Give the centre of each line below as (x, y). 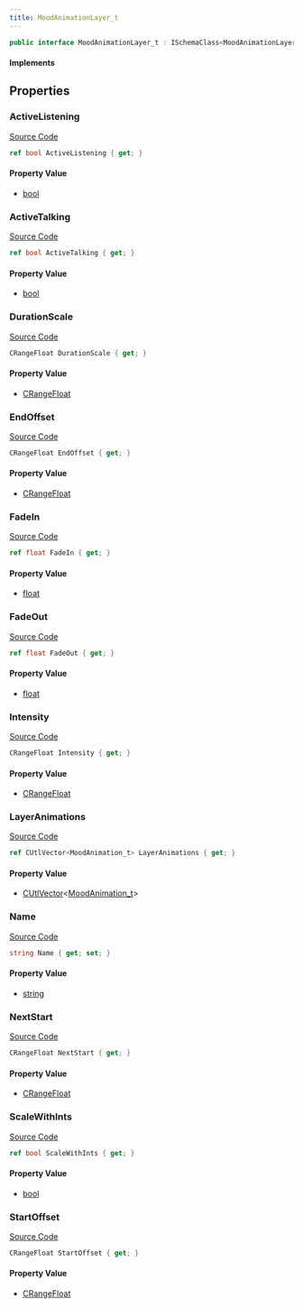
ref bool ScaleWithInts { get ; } (72, 1153)
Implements (32, 63)
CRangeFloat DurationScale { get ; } (78, 353)
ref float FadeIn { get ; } (60, 553)
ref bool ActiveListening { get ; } (76, 153)
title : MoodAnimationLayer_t (64, 18)
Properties (40, 91)
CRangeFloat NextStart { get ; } (70, 1053)
